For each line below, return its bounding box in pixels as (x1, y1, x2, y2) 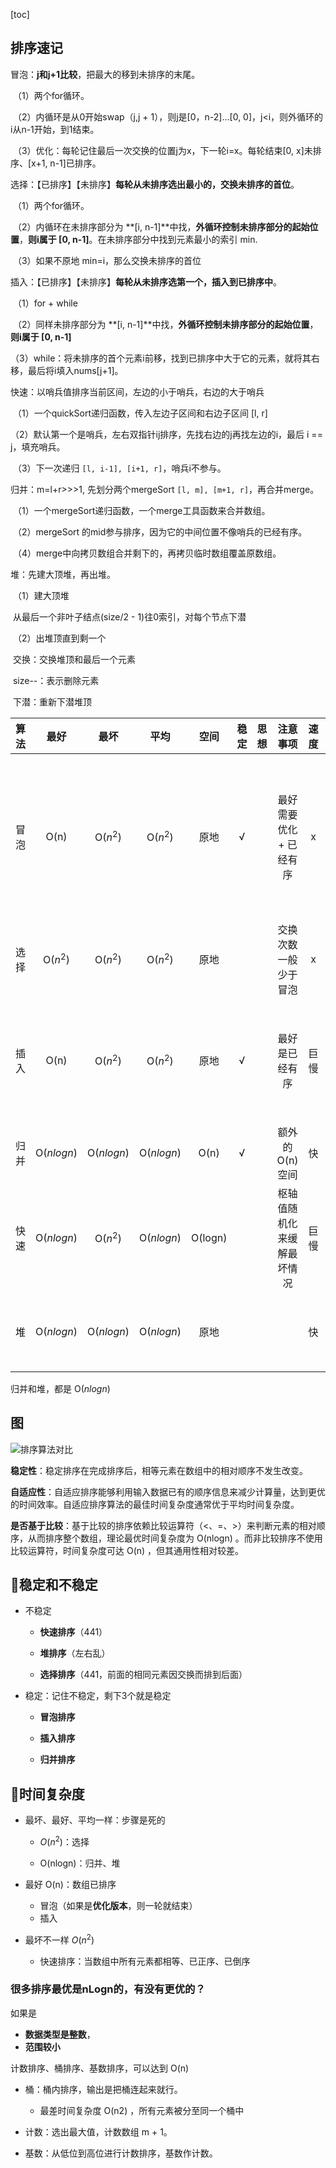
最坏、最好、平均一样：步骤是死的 (24, 1814, 166, 1826)
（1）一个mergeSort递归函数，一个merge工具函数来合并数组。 (12, 504, 271, 516)
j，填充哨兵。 (10, 440, 66, 453)
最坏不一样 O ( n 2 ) (24, 1932, 95, 1946)
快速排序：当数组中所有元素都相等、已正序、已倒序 (39, 1955, 251, 1967)
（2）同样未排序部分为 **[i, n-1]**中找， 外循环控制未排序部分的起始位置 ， (12, 318, 319, 330)
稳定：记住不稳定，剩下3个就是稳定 (24, 1690, 172, 1702)
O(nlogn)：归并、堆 (39, 1857, 121, 1869)
